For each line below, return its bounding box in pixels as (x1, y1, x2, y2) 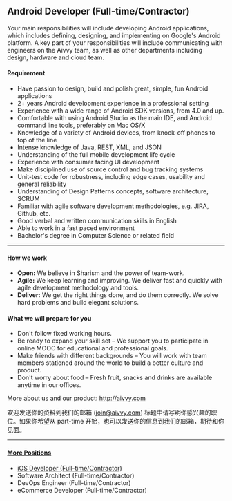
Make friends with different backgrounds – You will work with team (17, 352, 207, 360)
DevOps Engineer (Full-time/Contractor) (17, 478, 131, 486)
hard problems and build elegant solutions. (17, 299, 139, 307)
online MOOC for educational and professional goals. (17, 344, 168, 352)
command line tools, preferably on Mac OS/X (17, 121, 146, 130)
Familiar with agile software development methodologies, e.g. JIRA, (17, 202, 209, 210)
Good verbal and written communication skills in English (17, 217, 177, 225)
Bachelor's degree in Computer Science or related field (17, 231, 175, 240)
